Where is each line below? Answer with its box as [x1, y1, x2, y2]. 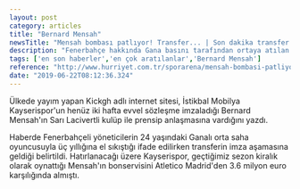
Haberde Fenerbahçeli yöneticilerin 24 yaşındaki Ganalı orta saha [9, 131, 249, 143]
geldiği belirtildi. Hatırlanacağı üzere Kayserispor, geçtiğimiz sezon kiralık [9, 151, 279, 161]
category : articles [9, 21, 82, 30]
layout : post [9, 12, 58, 22]
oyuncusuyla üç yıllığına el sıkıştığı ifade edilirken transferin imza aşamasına [9, 141, 288, 152]
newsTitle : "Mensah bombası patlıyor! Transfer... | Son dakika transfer [9, 37, 290, 47]
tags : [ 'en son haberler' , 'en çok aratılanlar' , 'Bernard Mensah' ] [9, 54, 262, 63]
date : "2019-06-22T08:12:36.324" [9, 71, 134, 80]
